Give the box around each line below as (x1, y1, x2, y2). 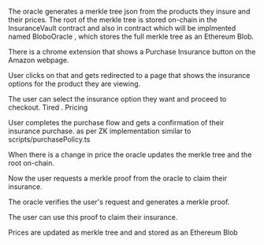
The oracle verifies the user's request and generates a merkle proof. (8, 197, 230, 206)
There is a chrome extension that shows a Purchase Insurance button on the (8, 47, 256, 56)
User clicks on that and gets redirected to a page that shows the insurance (8, 71, 251, 80)
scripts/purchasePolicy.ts (8, 135, 91, 144)
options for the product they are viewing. (8, 79, 141, 88)
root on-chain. (8, 158, 55, 168)
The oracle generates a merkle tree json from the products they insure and (8, 7, 251, 16)
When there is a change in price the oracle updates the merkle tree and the (8, 150, 252, 159)
